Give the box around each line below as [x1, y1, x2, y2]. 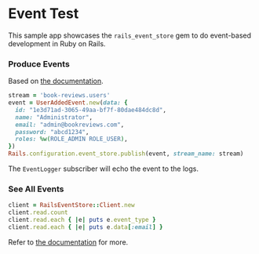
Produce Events [8, 58, 71, 69]
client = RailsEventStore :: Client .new [8, 201, 135, 209]
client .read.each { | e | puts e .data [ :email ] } [8, 223, 163, 231]
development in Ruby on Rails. [8, 38, 106, 48]
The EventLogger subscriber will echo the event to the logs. [8, 164, 199, 173]
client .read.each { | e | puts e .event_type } [8, 216, 156, 224]
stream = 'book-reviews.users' [8, 92, 111, 100]
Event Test [8, 5, 79, 23]
